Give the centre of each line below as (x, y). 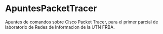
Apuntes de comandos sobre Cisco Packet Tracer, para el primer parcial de (82, 22)
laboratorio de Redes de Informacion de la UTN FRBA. (60, 27)
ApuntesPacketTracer (51, 8)
